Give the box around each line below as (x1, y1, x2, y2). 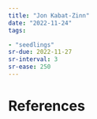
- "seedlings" (8, 40, 55, 48)
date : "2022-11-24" (8, 19, 73, 27)
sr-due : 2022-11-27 (8, 48, 73, 56)
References (8, 97, 85, 115)
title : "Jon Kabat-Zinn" (8, 11, 90, 20)
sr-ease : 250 (8, 63, 51, 71)
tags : (8, 26, 26, 34)
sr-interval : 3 (8, 56, 58, 63)
